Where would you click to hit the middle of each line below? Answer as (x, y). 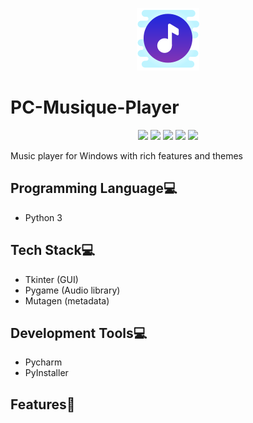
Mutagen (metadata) (67, 300)
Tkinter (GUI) (51, 279)
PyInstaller (46, 373)
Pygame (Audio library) (72, 290)
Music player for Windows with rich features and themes (127, 155)
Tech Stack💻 (53, 250)
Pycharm (43, 362)
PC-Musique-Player (95, 107)
